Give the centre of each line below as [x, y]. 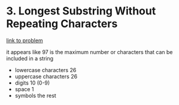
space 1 [24, 89]
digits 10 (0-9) [32, 83]
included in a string [30, 58]
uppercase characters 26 [46, 76]
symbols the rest [36, 95]
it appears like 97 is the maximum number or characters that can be [89, 52]
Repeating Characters [62, 24]
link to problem [25, 40]
